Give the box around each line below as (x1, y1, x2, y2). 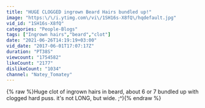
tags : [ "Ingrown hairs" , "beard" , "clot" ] (6, 32, 111, 38)
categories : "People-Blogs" (6, 26, 78, 32)
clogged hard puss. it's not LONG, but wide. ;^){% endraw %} (6, 95, 162, 102)
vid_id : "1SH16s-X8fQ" (6, 20, 64, 26)
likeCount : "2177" (6, 60, 53, 66)
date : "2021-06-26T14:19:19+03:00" (6, 37, 97, 43)
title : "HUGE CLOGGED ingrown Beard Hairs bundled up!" (6, 9, 152, 15)
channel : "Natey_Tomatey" (6, 71, 72, 77)
